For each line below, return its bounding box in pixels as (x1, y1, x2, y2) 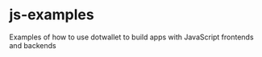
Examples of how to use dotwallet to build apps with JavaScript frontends (9, 32, 254, 42)
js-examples (9, 6, 95, 24)
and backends (9, 40, 56, 50)
